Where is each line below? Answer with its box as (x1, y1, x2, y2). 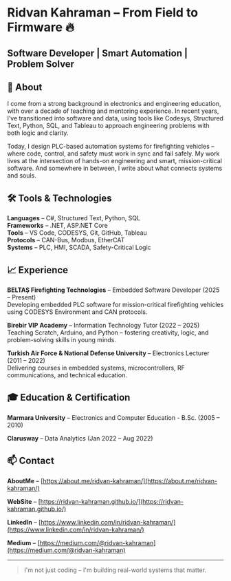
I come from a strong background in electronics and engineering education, (7, 100, 221, 108)
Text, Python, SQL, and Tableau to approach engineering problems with (7, 122, 210, 130)
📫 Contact (7, 455, 55, 467)
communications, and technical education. (7, 371, 128, 379)
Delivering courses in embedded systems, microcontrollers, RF (7, 363, 186, 372)
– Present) (7, 293, 36, 302)
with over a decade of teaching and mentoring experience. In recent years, (7, 107, 219, 115)
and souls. (7, 171, 36, 180)
